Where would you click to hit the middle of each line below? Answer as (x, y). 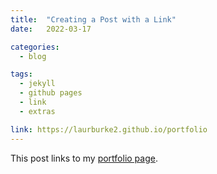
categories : (35, 47)
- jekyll (37, 84)
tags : (21, 74)
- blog (33, 56)
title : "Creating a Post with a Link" (93, 19)
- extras (37, 111)
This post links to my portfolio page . (84, 158)
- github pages (51, 93)
